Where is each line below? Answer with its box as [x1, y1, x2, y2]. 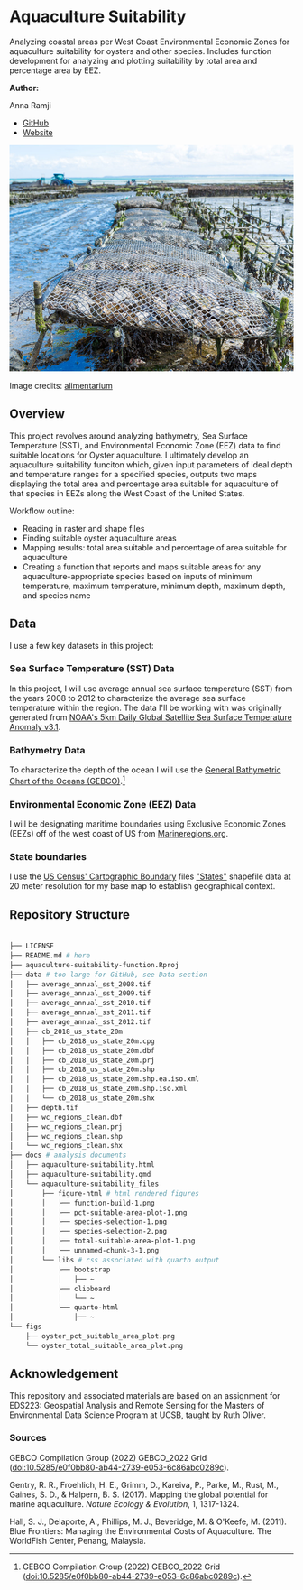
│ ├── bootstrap [9, 1265, 111, 1274]
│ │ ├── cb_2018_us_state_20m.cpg [9, 1036, 155, 1046]
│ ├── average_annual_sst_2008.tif [9, 979, 151, 989]
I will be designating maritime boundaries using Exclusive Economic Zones [9, 818, 287, 829]
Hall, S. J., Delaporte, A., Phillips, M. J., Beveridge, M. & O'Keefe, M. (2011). [9, 1516, 287, 1527]
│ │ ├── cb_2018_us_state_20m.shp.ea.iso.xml [9, 1075, 200, 1084]
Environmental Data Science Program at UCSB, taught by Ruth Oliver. [9, 1410, 266, 1420]
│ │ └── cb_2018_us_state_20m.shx [9, 1094, 155, 1103]
